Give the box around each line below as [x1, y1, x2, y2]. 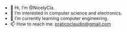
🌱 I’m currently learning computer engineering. [10, 15, 109, 21]
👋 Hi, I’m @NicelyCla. [10, 5, 55, 10]
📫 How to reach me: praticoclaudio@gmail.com [10, 21, 111, 27]
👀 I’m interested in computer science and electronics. [10, 10, 122, 16]
